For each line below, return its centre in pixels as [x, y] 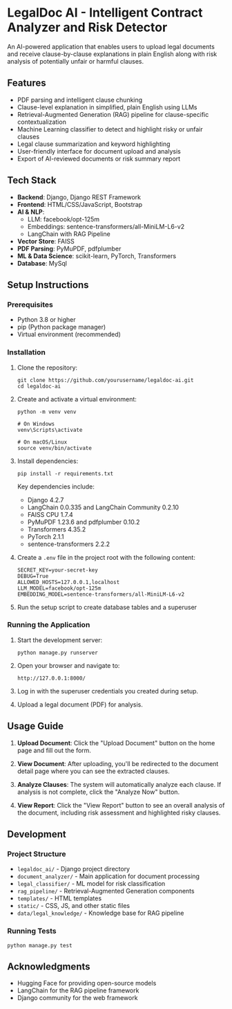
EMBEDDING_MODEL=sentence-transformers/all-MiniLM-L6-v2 [101, 594]
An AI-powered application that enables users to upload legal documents [111, 46]
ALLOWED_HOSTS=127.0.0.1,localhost [68, 582]
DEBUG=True [33, 576]
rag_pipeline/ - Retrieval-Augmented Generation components [106, 891]
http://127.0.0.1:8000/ [51, 678]
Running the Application [49, 625]
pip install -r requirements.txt [65, 473]
